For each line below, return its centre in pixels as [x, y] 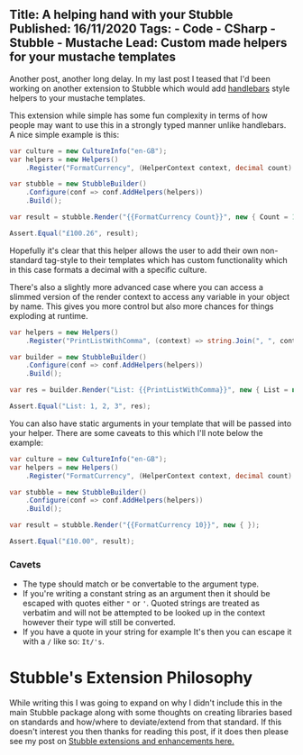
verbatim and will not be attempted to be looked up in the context [144, 613]
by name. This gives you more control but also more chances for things [142, 306]
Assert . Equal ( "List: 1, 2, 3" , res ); [80, 406]
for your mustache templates [92, 57]
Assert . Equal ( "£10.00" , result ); [72, 541]
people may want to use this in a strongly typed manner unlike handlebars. [148, 124]
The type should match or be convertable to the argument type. [141, 584]
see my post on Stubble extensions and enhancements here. [122, 741]
